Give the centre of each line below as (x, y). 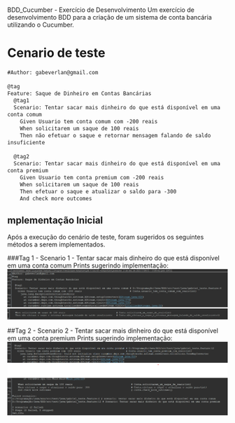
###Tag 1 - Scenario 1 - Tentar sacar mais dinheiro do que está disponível (114, 258)
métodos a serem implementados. (56, 244)
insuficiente (26, 143)
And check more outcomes (56, 199)
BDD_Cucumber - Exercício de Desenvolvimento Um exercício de (101, 10)
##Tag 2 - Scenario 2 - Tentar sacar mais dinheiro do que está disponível (113, 331)
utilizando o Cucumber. (41, 25)
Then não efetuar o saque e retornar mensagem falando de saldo (115, 136)
